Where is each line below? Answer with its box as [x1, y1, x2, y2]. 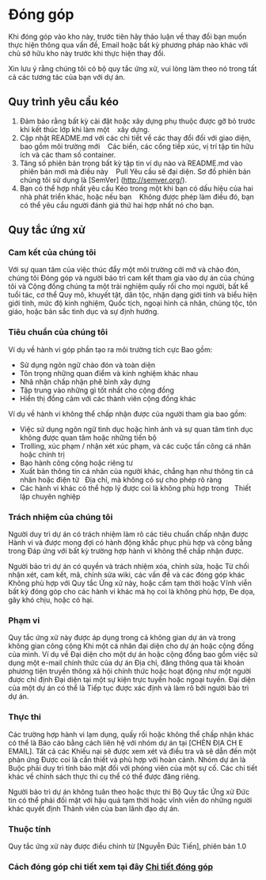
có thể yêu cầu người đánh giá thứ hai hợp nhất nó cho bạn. [19, 200, 215, 210]
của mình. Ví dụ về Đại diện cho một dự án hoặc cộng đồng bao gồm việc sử [8, 650, 258, 659]
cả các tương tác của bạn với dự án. [8, 72, 125, 82]
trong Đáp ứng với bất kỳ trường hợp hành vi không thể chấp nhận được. [8, 546, 244, 556]
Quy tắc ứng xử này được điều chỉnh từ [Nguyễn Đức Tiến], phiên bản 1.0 [8, 841, 247, 851]
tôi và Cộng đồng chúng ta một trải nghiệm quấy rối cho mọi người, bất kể [8, 282, 249, 291]
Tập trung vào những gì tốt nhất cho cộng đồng [19, 385, 174, 395]
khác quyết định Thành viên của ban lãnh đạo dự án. [8, 803, 180, 813]
